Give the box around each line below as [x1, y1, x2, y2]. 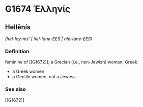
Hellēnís [5, 23, 31, 31]
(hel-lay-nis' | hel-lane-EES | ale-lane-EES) [5, 36, 93, 42]
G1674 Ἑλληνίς [5, 3, 71, 15]
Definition [5, 48, 29, 55]
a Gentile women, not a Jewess [12, 74, 76, 80]
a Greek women [12, 68, 45, 74]
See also [5, 86, 26, 93]
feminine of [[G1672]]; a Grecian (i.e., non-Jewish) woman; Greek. [5, 59, 139, 65]
